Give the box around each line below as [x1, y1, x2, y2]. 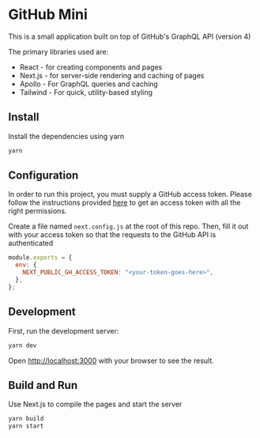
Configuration [8, 168, 79, 183]
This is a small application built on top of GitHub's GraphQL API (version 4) [8, 32, 251, 41]
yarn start [8, 422, 44, 430]
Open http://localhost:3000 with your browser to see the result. [8, 356, 215, 365]
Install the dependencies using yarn [8, 131, 125, 141]
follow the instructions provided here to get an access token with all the [8, 198, 241, 207]
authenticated [8, 239, 54, 248]
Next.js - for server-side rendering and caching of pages [19, 70, 205, 80]
